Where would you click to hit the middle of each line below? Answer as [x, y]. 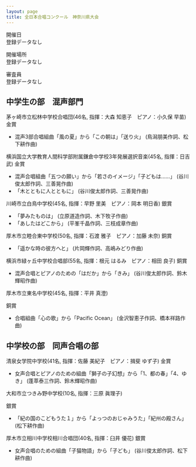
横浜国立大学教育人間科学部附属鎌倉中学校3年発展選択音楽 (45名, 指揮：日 [96, 157]
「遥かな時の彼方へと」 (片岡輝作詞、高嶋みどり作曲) [79, 248]
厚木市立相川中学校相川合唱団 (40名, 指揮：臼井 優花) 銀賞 [76, 438]
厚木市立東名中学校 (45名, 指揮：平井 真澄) [57, 293]
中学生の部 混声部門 [45, 101]
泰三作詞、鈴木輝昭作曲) [68, 381]
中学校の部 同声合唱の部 [52, 346]
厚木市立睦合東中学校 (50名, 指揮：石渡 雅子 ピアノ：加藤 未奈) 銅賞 [89, 236]
